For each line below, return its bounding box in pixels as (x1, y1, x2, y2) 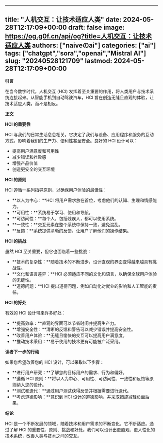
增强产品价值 (12, 160, 38, 166)
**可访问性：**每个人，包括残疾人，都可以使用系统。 (12, 215, 119, 221)
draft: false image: (68, 23, 125, 32)
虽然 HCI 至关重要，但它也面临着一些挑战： (5, 248, 92, 254)
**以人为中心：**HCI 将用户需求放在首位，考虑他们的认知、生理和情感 (12, 197, 153, 203)
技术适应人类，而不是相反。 (5, 100, 61, 106)
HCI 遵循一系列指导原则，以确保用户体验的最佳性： (5, 187, 108, 193)
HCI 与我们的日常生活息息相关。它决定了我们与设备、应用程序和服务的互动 (5, 131, 154, 137)
